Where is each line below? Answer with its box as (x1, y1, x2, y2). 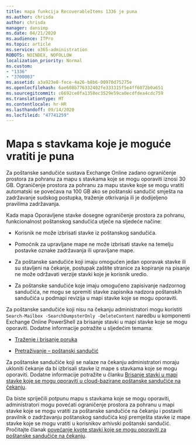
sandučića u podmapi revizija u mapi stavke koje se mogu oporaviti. (14, 294, 178, 302)
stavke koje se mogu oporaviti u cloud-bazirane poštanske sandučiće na (6, 378, 181, 385)
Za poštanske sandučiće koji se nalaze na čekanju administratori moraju (6, 359, 180, 366)
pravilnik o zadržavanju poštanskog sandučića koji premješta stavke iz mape (6, 414, 191, 421)
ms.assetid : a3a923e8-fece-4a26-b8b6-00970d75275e (6, 80, 132, 86)
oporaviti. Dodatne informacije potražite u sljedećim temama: (6, 325, 153, 332)
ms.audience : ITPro (6, 36, 54, 42)
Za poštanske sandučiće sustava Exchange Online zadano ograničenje (6, 169, 177, 176)
